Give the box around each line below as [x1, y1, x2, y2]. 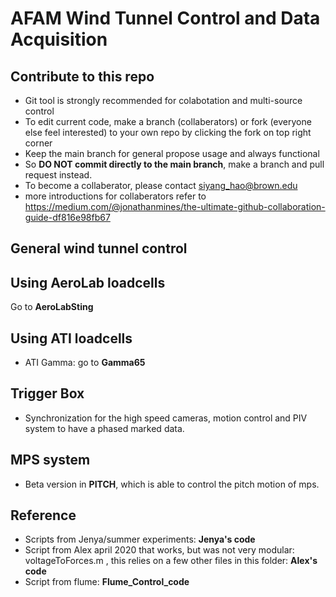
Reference [10, 507, 77, 524]
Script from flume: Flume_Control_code [24, 576, 190, 588]
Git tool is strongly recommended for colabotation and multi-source [24, 95, 303, 106]
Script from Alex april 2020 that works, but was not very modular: [24, 544, 295, 556]
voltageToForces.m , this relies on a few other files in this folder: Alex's [24, 555, 318, 567]
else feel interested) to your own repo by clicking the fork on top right [24, 127, 312, 138]
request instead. [24, 169, 93, 181]
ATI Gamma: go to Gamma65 [24, 357, 146, 369]
